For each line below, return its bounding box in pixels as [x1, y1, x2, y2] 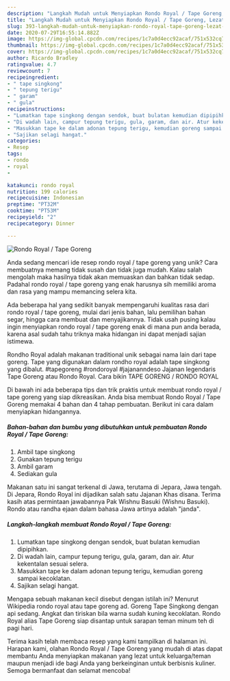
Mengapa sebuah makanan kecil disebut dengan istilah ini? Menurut [7, 595, 199, 603]
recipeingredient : [7, 73, 60, 81]
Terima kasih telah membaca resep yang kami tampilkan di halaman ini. [7, 637, 208, 645]
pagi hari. [7, 623, 34, 632]
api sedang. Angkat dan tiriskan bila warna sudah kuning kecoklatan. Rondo [7, 609, 221, 617]
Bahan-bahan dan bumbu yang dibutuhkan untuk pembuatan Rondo [7, 423, 207, 431]
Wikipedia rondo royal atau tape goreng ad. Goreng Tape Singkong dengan [7, 601, 219, 610]
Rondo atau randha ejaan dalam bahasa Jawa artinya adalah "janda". [7, 505, 201, 513]
